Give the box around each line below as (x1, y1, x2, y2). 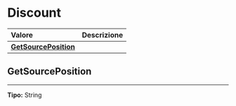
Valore (11, 30, 34, 40)
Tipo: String (7, 91, 42, 99)
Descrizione (81, 30, 124, 40)
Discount (7, 5, 62, 21)
